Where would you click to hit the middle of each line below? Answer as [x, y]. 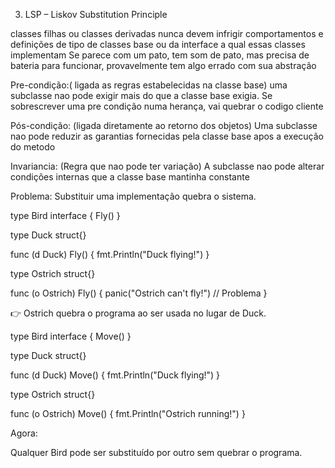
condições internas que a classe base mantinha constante [130, 177]
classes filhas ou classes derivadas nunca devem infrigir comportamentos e [167, 33]
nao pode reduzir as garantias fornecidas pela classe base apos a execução [167, 136]
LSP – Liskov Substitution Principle [96, 14]
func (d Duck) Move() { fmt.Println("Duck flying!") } [115, 375]
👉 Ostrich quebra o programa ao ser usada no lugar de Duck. [138, 313]
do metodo [33, 147]
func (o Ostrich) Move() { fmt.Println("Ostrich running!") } [128, 413]
